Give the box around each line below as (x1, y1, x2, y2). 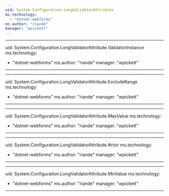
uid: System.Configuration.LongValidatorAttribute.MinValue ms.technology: (5, 171, 160, 177)
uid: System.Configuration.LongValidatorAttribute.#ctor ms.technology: (5, 142, 152, 148)
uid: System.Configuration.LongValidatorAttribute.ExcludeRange (5, 79, 138, 85)
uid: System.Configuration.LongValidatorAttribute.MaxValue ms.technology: (5, 113, 162, 119)
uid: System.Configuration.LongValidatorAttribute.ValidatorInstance (5, 45, 144, 51)
